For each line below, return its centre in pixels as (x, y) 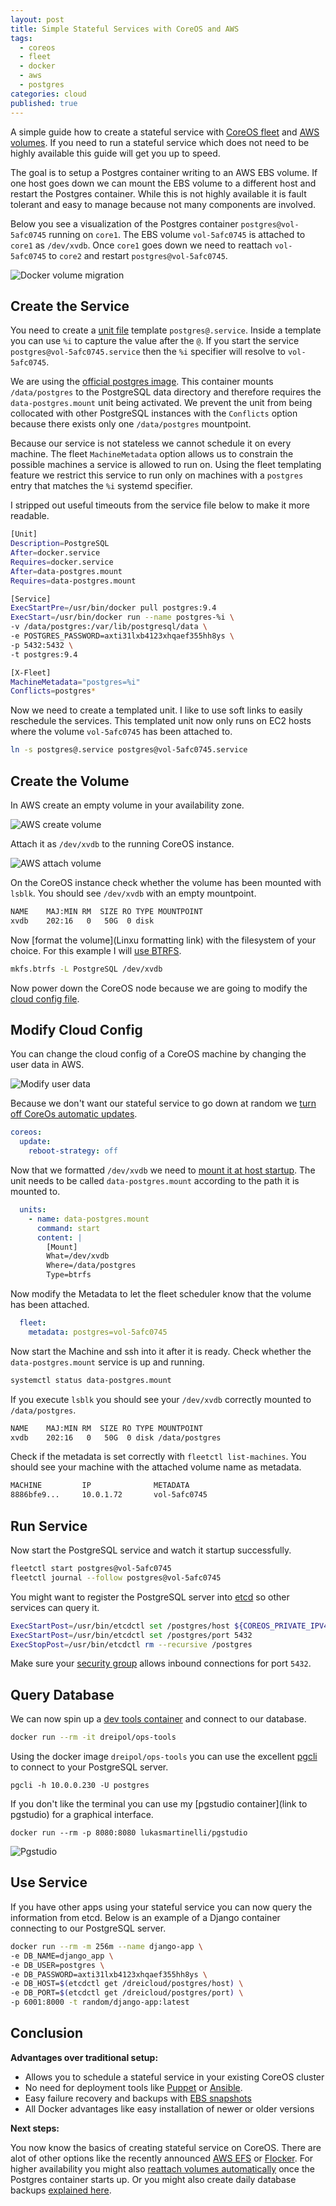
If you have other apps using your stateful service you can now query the (161, 1907)
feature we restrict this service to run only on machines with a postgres (157, 475)
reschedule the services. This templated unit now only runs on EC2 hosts (161, 721)
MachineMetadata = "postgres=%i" (75, 682)
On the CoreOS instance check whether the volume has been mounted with (166, 882)
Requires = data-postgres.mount (73, 581)
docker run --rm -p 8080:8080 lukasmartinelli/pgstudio (129, 1833)
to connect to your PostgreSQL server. (89, 1767)
